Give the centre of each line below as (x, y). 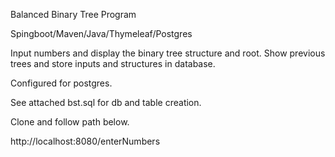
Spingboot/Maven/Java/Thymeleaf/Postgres (101, 33)
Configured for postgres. (61, 83)
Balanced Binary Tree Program (73, 14)
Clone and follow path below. (70, 122)
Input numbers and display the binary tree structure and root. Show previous (168, 53)
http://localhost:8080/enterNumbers (85, 141)
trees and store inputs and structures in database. (113, 63)
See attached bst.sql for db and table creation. (106, 102)
